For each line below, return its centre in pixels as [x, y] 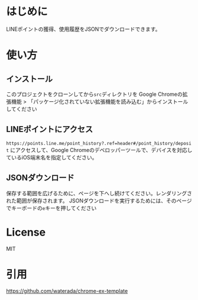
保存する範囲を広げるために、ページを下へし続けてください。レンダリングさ [99, 193]
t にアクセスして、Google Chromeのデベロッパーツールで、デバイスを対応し [99, 150]
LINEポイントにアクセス [50, 129]
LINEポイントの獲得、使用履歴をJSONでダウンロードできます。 [83, 29]
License [26, 232]
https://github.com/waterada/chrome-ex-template [67, 291]
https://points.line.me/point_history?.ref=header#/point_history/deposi [99, 143]
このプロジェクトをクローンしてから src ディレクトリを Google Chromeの [95, 94]
